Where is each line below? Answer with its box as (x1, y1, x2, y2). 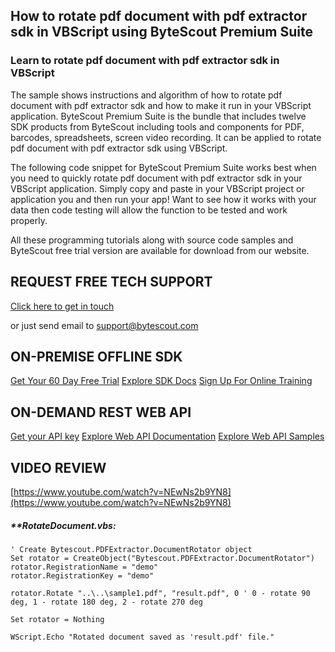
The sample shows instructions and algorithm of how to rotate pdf (10, 89, 283, 101)
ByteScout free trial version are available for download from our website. (10, 244, 310, 256)
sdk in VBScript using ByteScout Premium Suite (10, 24, 313, 41)
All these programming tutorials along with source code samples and (10, 234, 294, 246)
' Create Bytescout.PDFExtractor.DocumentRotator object (10, 544, 253, 554)
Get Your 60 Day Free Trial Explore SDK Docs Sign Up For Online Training (10, 375, 313, 387)
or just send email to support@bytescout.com (10, 319, 199, 331)
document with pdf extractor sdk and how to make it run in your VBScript (10, 99, 312, 111)
